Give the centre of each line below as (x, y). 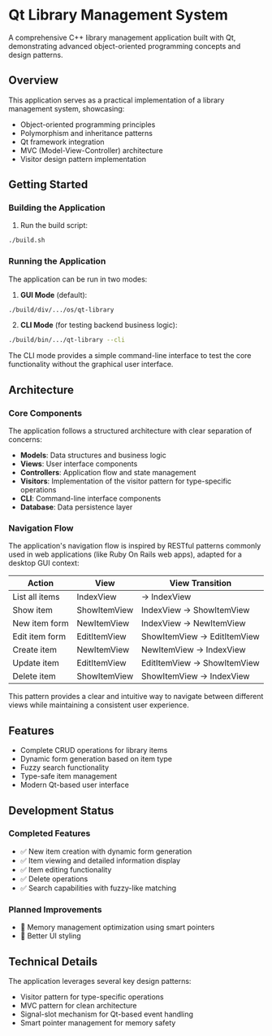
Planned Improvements (55, 909)
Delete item (35, 676)
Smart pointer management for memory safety (98, 1022)
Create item (35, 650)
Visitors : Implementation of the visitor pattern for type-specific (126, 481)
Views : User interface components (79, 464)
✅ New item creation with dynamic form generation (106, 851)
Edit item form (39, 636)
